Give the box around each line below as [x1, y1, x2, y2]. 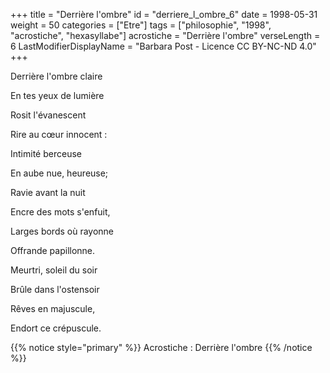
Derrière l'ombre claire [10, 70, 103, 82]
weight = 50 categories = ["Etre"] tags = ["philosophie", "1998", [10, 19, 272, 31]
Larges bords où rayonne [10, 225, 115, 237]
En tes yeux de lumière [10, 90, 105, 101]
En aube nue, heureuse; [10, 167, 109, 179]
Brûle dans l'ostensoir [10, 284, 100, 295]
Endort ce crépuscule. [10, 322, 102, 334]
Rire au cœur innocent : [10, 129, 108, 140]
